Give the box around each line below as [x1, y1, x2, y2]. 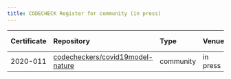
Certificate [10, 36, 47, 45]
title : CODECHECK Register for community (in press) [7, 10, 162, 17]
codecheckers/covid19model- [53, 52, 153, 62]
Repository [53, 36, 91, 45]
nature [53, 60, 74, 70]
